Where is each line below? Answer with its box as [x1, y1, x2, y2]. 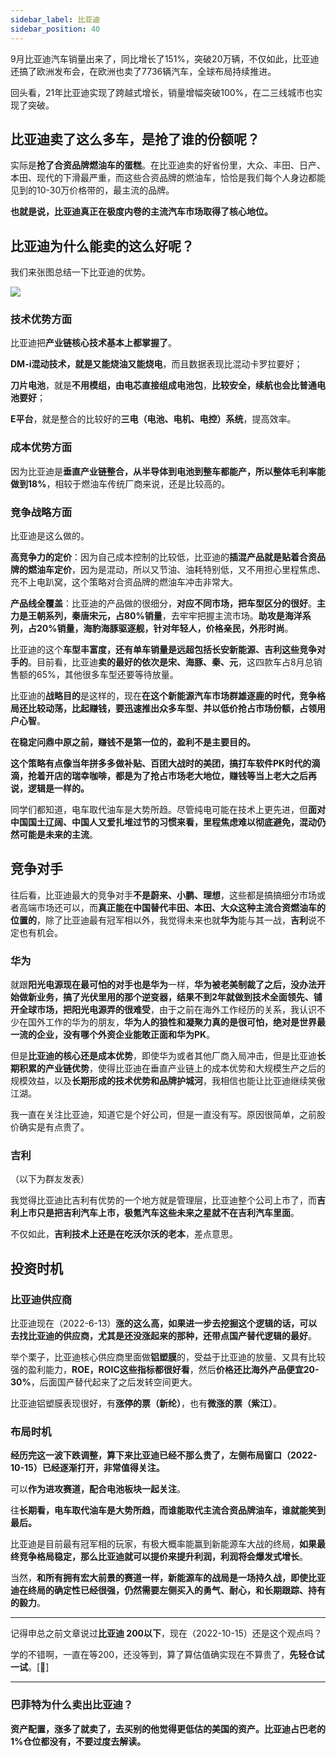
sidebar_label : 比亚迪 [10, 14, 101, 25]
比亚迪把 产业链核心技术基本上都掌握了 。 [10, 337, 177, 349]
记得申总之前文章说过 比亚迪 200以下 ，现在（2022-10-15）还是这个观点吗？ [10, 1627, 323, 1640]
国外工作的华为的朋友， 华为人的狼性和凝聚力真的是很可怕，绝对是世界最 [27, 1016, 326, 1028]
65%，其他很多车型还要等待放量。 [36, 669, 179, 681]
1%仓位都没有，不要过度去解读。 [10, 1735, 147, 1747]
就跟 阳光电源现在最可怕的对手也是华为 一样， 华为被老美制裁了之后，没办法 [10, 979, 317, 991]
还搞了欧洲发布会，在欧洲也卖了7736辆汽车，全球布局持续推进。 [10, 65, 277, 77]
